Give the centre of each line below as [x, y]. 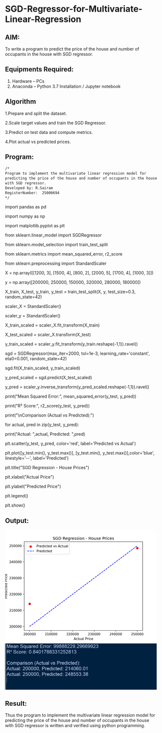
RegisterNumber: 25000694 [32, 193]
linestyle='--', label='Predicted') [37, 458]
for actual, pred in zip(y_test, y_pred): [42, 425]
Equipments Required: [39, 69]
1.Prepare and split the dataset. [36, 113]
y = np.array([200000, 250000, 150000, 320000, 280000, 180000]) [73, 282]
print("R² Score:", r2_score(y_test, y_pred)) [48, 406]
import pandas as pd [26, 207]
